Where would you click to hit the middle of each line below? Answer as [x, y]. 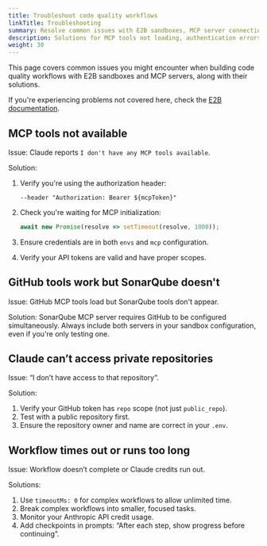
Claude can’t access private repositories [110, 359]
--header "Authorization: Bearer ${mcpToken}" [98, 198]
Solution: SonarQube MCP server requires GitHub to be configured [117, 317]
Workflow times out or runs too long [99, 450]
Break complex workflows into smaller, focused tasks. [108, 509]
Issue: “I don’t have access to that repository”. [83, 378]
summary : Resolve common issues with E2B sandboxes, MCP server [117, 30]
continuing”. [39, 534]
